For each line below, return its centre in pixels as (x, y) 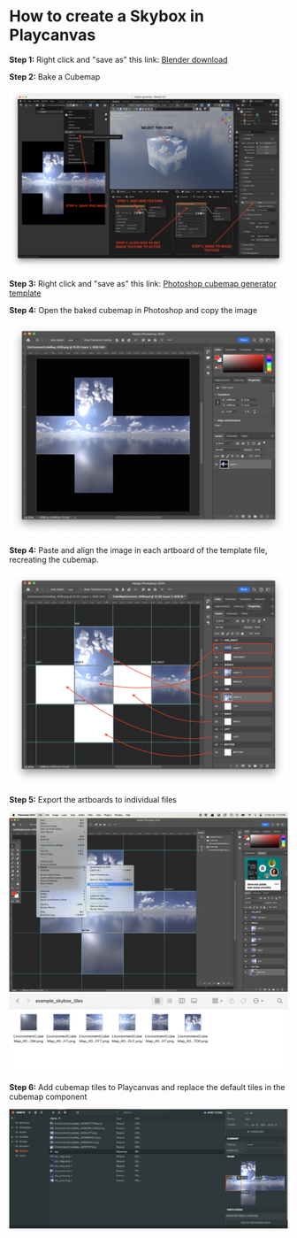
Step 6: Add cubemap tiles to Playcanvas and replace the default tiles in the (147, 1088)
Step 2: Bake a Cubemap (55, 76)
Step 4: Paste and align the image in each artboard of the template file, (138, 550)
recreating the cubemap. (54, 559)
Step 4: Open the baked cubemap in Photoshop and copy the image (133, 310)
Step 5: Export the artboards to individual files (93, 799)
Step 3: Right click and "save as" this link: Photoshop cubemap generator (143, 283)
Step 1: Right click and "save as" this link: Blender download (118, 59)
